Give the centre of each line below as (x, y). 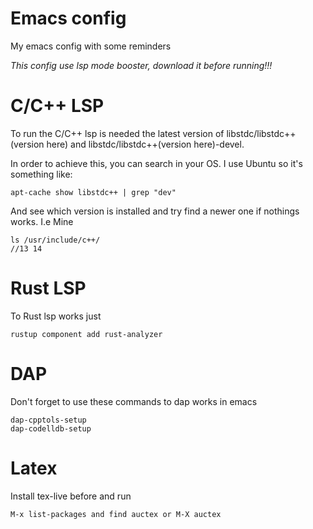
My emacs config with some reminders (91, 46)
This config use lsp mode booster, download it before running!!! (141, 65)
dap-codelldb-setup (51, 428)
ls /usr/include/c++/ (55, 240)
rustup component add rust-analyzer (86, 334)
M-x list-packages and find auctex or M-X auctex (116, 514)
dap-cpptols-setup (48, 420)
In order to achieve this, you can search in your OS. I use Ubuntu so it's (156, 163)
